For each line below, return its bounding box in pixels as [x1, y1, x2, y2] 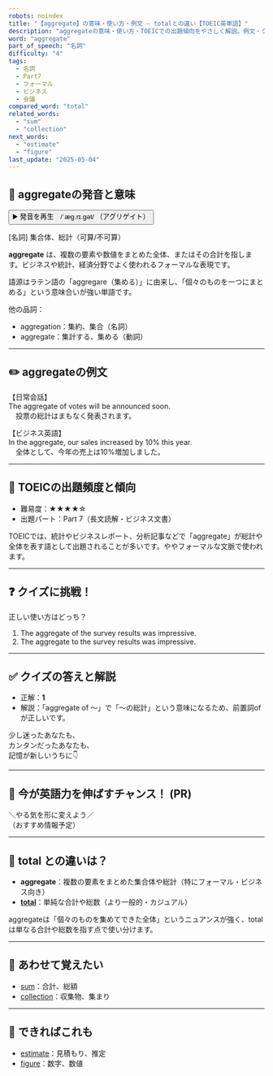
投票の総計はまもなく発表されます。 [15, 411, 136, 421]
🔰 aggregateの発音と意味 [8, 188, 136, 201]
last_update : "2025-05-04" [8, 155, 100, 163]
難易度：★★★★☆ [19, 503, 87, 513]
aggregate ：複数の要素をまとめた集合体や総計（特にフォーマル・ [19, 876, 241, 886]
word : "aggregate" [8, 34, 71, 43]
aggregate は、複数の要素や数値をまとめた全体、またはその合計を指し [8, 249, 245, 260]
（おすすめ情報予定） [8, 820, 80, 830]
